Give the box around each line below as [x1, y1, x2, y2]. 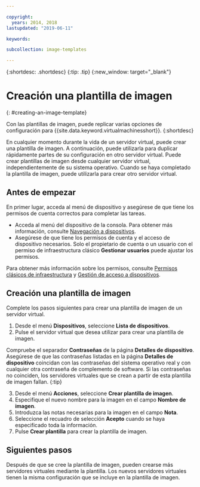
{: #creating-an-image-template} [6, 109, 87, 117]
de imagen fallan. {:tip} [6, 378, 63, 385]
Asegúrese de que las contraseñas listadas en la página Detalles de [6, 353, 174, 360]
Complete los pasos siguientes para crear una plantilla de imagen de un [6, 304, 183, 311]
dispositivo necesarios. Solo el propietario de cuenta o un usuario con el [14, 240, 193, 247]
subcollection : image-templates [6, 47, 87, 53]
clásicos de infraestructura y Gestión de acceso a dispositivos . [6, 271, 161, 278]
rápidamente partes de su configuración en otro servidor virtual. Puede [6, 151, 181, 158]
